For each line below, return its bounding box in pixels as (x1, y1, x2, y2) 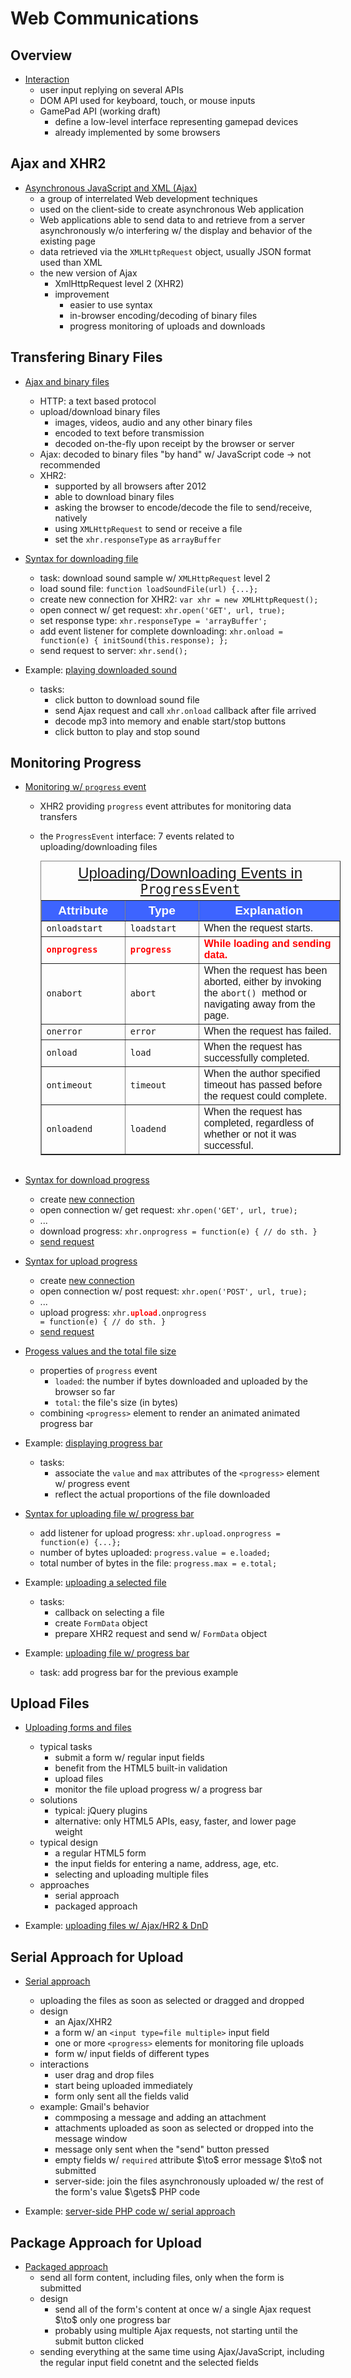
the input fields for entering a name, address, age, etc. (54, 1858, 279, 1870)
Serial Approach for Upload (10, 1948, 184, 1966)
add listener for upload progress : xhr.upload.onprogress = (39, 1527, 281, 1539)
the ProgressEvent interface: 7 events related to (39, 830, 235, 842)
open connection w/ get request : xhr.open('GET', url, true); (39, 1203, 298, 1216)
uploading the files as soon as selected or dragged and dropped (39, 1995, 305, 2007)
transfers (39, 811, 78, 823)
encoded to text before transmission (54, 427, 205, 439)
